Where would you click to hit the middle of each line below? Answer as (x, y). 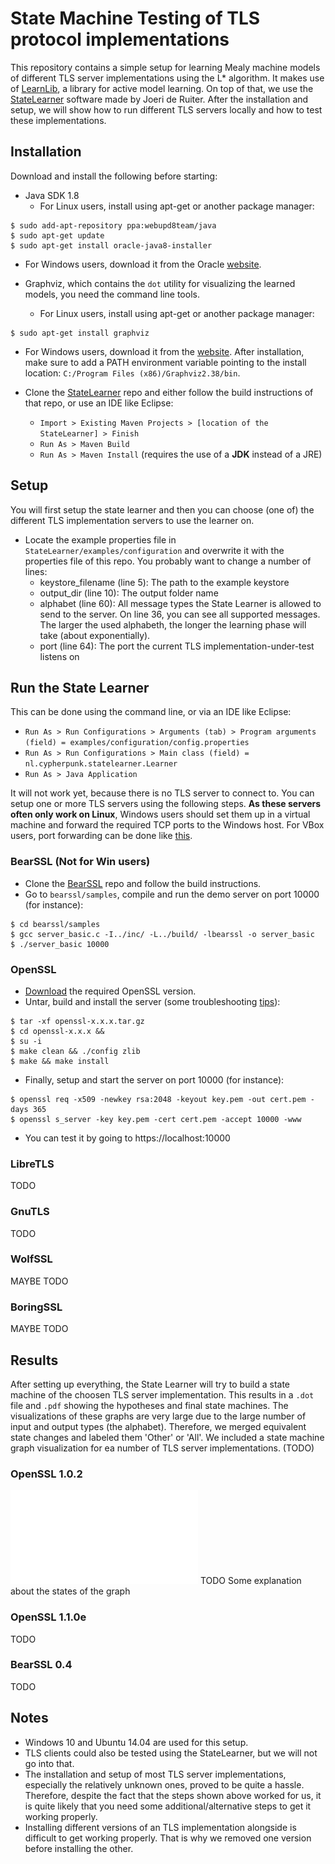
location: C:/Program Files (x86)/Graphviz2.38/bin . (132, 373)
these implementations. (58, 120)
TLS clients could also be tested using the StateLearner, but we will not (171, 1753)
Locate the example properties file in (100, 539)
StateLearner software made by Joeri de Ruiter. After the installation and (159, 99)
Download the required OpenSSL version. (110, 991)
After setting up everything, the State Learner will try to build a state (150, 1384)
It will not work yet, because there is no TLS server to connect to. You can (162, 793)
